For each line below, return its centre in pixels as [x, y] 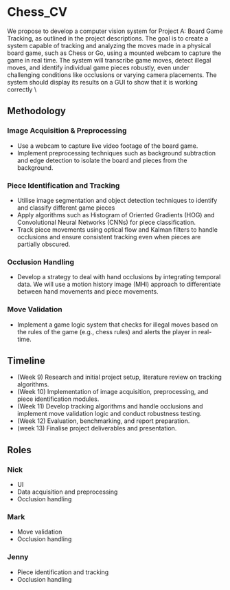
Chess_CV [37, 12]
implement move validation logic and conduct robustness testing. [109, 414]
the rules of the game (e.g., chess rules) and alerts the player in [107, 331]
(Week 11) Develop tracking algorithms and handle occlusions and [110, 406]
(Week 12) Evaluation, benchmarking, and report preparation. [103, 421]
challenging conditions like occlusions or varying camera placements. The [112, 75]
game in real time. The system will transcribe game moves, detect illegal [109, 60]
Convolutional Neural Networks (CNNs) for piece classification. [106, 222]
